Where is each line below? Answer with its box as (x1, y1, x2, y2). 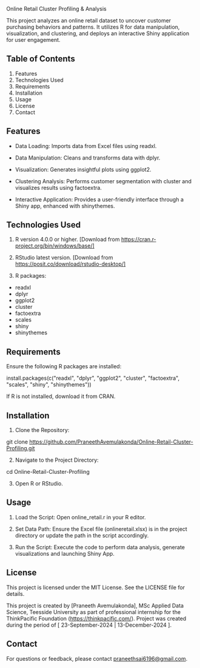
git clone (6, 438, 28, 445)
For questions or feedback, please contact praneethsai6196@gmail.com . (6, 655, 188, 662)
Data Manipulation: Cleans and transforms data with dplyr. (15, 154, 161, 161)
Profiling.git (6, 445, 35, 452)
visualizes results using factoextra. (15, 184, 102, 191)
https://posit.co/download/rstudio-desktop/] (15, 260, 126, 268)
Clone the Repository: (15, 427, 70, 434)
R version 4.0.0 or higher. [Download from (15, 236, 120, 243)
